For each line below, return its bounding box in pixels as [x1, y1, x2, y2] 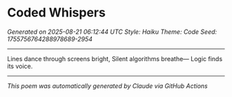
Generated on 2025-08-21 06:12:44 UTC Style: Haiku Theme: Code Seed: [7, 28, 217, 36]
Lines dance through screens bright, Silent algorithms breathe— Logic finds [7, 54, 223, 63]
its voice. [7, 62, 33, 70]
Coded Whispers [7, 5, 106, 21]
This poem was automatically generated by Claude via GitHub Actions [7, 81, 209, 90]
